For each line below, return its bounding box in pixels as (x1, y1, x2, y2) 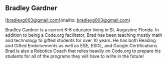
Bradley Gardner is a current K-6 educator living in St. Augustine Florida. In (5, 27, 159, 33)
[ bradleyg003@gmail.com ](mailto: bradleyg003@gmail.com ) (5, 17, 130, 23)
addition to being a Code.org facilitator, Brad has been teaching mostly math (5, 32, 162, 38)
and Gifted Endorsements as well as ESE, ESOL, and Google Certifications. (5, 42, 158, 49)
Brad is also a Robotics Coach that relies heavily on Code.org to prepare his (5, 48, 161, 54)
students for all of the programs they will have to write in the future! (5, 53, 144, 59)
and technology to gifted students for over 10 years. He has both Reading (5, 37, 156, 43)
